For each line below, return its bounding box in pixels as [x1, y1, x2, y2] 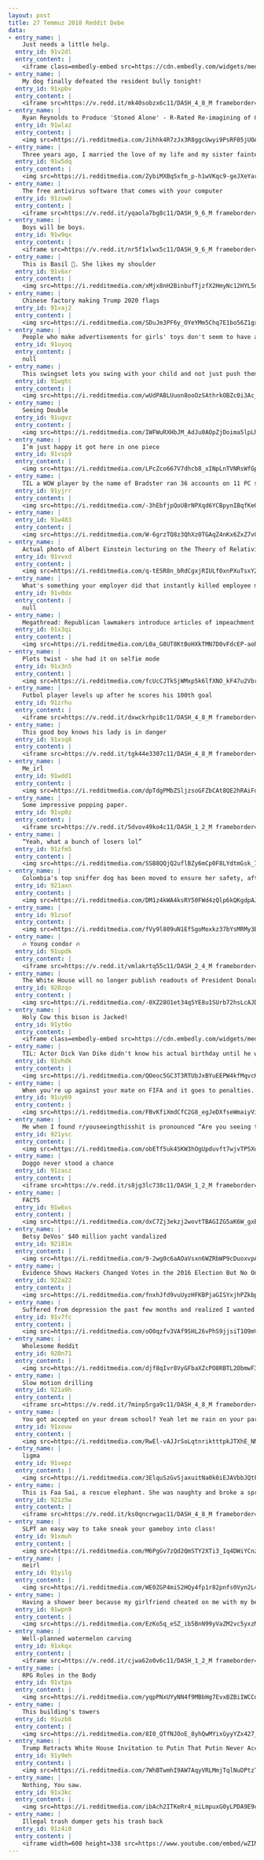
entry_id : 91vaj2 [15, 304, 72, 311]
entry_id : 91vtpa [15, 1678, 72, 1687]
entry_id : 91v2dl [15, 48, 72, 56]
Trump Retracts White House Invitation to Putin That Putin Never [22, 1744, 244, 1752]
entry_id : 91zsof [15, 911, 72, 919]
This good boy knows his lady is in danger [22, 728, 167, 736]
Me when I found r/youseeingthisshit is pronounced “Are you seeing [22, 1122, 251, 1131]
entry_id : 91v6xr [15, 267, 72, 275]
